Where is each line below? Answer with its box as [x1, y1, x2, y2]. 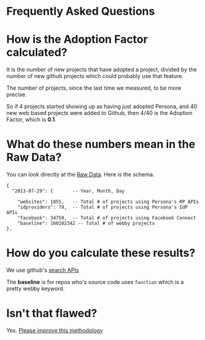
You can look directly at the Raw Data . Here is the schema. [6, 171, 155, 178]
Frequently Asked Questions [6, 4, 155, 18]
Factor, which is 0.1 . [6, 116, 56, 124]
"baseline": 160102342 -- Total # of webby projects [17, 220, 155, 227]
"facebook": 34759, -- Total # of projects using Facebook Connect [17, 215, 196, 221]
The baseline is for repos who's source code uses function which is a [6, 279, 184, 285]
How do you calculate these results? [6, 246, 196, 260]
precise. [6, 91, 27, 98]
